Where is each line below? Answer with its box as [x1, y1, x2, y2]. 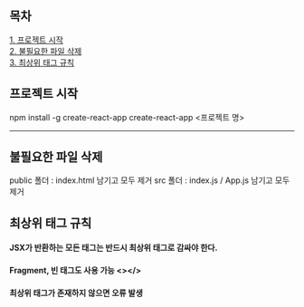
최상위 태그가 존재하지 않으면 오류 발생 [9, 287, 143, 298]
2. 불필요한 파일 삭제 [9, 45, 82, 56]
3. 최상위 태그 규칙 [9, 57, 75, 68]
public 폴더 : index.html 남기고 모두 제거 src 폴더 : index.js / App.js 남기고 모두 [9, 175, 290, 186]
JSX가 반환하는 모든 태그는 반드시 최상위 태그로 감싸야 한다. [9, 243, 218, 254]
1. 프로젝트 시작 [9, 34, 63, 45]
